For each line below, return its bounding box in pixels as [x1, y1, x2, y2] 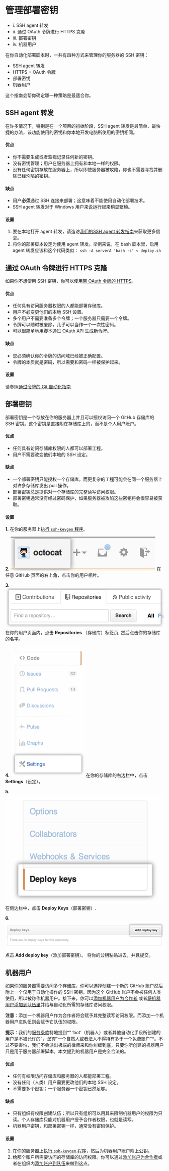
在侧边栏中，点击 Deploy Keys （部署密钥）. [5, 905, 97, 911]
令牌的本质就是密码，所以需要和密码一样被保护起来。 [12, 359, 123, 365]
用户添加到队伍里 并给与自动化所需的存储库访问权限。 [5, 1002, 116, 1008]
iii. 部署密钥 [12, 35, 36, 41]
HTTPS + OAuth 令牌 [12, 69, 56, 75]
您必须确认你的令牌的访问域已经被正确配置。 [12, 352, 106, 359]
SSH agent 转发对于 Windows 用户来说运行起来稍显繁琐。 [12, 204, 133, 210]
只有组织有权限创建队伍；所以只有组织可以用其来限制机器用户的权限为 [12, 1110, 158, 1116]
